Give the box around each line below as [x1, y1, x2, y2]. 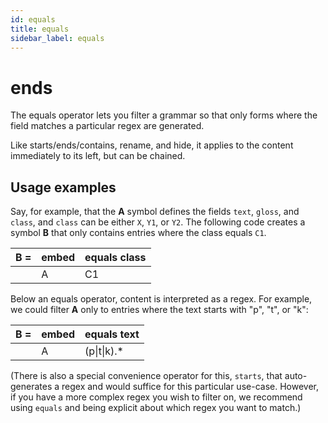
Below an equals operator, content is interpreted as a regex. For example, [10, 293, 313, 305]
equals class [84, 251, 147, 265]
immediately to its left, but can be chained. [10, 150, 186, 162]
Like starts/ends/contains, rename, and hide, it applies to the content [10, 139, 294, 151]
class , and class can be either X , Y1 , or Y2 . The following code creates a [10, 216, 306, 228]
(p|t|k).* [84, 344, 124, 358]
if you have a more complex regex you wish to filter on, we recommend [10, 391, 303, 403]
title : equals [10, 24, 70, 34]
